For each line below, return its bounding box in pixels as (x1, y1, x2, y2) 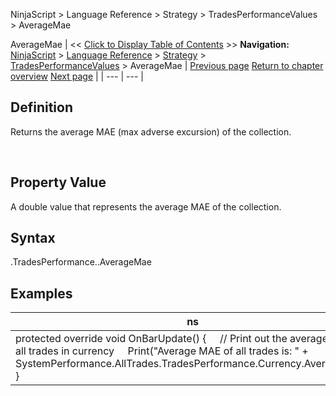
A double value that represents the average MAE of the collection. (10, 200, 282, 213)
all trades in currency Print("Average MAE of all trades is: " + (15, 344, 309, 358)
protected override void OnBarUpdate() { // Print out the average (15, 332, 328, 346)
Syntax (10, 230, 56, 247)
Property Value (10, 174, 107, 191)
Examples (10, 285, 73, 302)
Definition (10, 99, 73, 116)
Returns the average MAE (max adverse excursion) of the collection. (10, 125, 292, 138)
